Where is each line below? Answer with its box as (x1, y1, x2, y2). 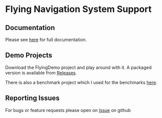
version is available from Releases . (5, 69, 77, 75)
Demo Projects (5, 51, 53, 59)
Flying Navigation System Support (5, 3, 152, 15)
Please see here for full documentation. (5, 36, 87, 42)
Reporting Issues (5, 94, 60, 102)
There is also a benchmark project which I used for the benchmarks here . (5, 79, 157, 85)
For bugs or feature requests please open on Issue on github (5, 107, 131, 113)
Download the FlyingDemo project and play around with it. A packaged (5, 64, 152, 70)
